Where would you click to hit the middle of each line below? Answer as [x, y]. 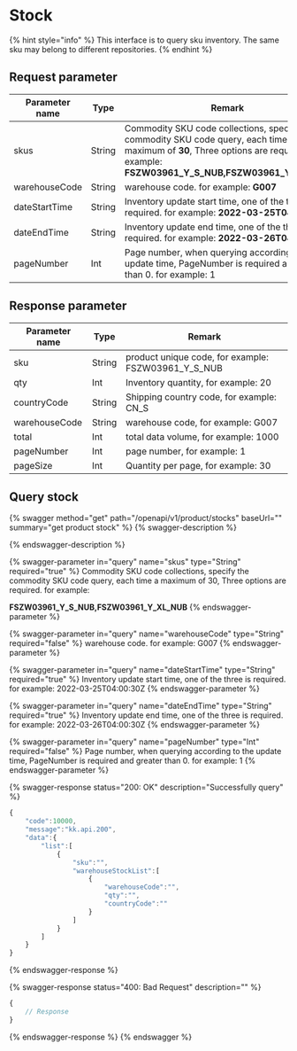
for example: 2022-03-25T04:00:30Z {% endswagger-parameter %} [135, 689]
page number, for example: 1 [185, 451]
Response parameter [68, 306]
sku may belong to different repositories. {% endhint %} [111, 49]
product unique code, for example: [197, 357]
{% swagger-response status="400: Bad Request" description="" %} [135, 987]
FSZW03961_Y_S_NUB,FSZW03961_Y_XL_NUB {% [105, 607]
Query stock [44, 497]
